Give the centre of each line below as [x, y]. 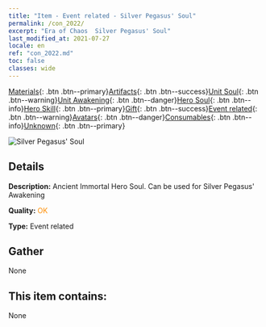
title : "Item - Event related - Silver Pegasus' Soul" [102, 16]
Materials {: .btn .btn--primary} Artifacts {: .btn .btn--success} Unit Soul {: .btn [134, 91]
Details [26, 167]
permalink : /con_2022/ [46, 23]
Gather [26, 251]
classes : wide [32, 69]
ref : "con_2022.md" [41, 53]
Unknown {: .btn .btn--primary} [75, 125]
